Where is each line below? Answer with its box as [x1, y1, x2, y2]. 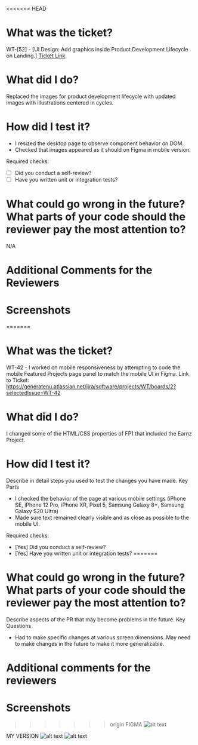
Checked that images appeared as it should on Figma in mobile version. [14, 146, 191, 153]
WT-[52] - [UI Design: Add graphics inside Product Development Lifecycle [6, 45, 189, 53]
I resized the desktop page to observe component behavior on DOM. [14, 140, 184, 147]
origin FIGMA [110, 721, 143, 728]
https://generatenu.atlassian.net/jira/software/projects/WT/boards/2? [6, 382, 177, 390]
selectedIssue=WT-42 [6, 389, 61, 396]
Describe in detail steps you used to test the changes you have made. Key [6, 477, 188, 484]
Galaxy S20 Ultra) [14, 507, 58, 514]
